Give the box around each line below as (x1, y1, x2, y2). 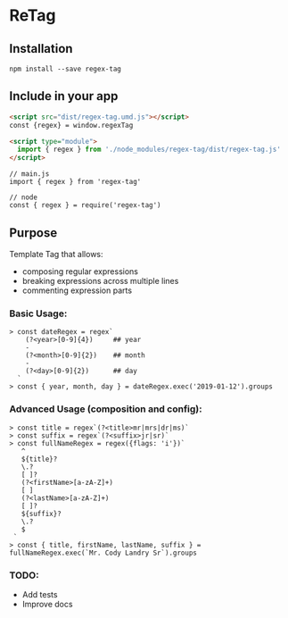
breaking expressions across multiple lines (21, 276, 179, 286)
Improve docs (21, 598, 73, 609)
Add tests (21, 589, 58, 599)
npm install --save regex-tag (9, 64, 122, 73)
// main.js (9, 170, 50, 179)
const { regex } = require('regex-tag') (9, 201, 162, 210)
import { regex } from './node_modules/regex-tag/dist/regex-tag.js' (17, 145, 281, 154)
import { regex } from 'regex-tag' (9, 178, 142, 187)
